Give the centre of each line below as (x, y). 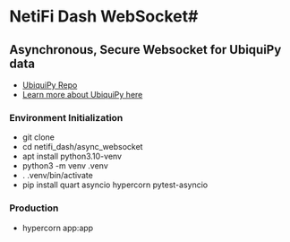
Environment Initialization (66, 117)
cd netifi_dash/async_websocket (82, 147)
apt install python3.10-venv (72, 156)
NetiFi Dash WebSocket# (104, 17)
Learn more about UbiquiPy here (82, 95)
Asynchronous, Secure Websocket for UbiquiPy (145, 50)
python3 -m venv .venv (65, 166)
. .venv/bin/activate (58, 176)
